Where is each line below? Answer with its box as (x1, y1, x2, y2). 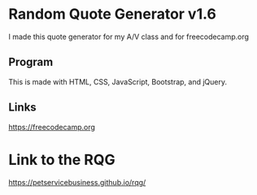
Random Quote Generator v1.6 (8, 5, 217, 24)
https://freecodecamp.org (8, 122, 96, 132)
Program (8, 55, 54, 69)
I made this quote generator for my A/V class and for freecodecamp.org (8, 32, 250, 41)
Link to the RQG (8, 150, 115, 169)
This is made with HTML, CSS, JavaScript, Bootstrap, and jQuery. (8, 76, 228, 86)
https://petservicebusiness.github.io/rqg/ (8, 177, 146, 187)
